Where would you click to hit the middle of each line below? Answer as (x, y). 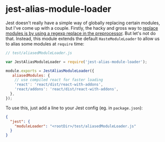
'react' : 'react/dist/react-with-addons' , (59, 85)
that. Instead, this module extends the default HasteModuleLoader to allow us (83, 39)
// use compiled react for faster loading (59, 80)
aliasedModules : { (31, 75)
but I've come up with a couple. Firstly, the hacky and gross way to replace (82, 28)
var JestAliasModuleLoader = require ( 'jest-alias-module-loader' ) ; (77, 62)
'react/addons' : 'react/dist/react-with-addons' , (67, 89)
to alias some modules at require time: (45, 44)
